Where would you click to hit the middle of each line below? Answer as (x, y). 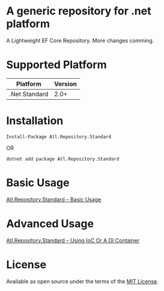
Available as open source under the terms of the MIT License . (83, 281)
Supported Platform (56, 65)
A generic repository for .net (79, 11)
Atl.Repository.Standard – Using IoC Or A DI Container (73, 240)
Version (65, 84)
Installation (35, 121)
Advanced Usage (50, 223)
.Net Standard (29, 94)
